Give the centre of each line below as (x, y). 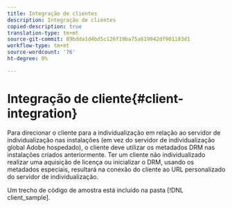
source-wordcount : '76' (42, 53)
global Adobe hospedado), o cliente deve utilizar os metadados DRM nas (111, 147)
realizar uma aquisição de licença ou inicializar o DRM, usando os (101, 162)
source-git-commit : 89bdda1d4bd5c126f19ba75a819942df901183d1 (99, 39)
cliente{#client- (137, 98)
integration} (43, 113)
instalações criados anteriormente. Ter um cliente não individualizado (106, 154)
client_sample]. (29, 197)
